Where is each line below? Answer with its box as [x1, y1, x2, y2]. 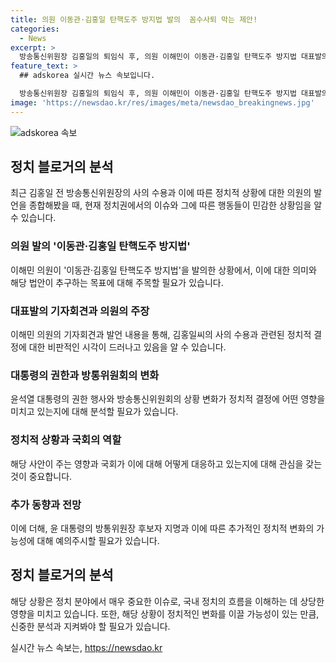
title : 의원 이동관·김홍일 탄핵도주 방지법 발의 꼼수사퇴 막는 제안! [10, 14, 258, 25]
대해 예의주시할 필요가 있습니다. [36, 534, 160, 546]
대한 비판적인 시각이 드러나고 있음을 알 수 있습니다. [28, 341, 227, 353]
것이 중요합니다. [10, 470, 73, 482]
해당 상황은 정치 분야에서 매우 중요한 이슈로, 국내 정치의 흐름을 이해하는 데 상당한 [10, 595, 325, 607]
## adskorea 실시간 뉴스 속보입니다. [19, 71, 156, 81]
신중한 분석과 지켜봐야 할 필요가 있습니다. [10, 620, 171, 632]
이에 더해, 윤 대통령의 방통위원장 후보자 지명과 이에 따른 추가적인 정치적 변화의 [10, 522, 315, 534]
